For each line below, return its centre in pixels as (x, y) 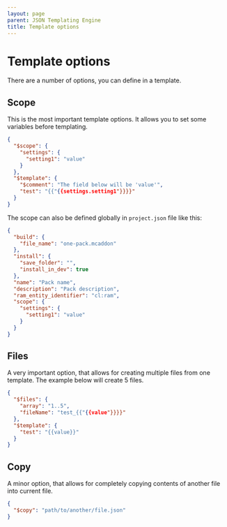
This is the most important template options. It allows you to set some (107, 119)
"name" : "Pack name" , (45, 282)
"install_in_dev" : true (54, 269)
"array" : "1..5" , (45, 406)
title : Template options (43, 27)
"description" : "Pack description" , (66, 289)
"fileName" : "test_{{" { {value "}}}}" (73, 413)
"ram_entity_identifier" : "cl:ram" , (66, 295)
